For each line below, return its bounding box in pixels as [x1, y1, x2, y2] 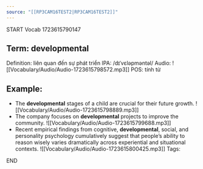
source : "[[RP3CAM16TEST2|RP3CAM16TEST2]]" [6, 9, 119, 15]
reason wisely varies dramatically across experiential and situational [15, 138, 186, 146]
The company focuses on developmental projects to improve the [15, 113, 179, 120]
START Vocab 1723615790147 [6, 26, 81, 33]
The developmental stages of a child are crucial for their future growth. [15, 100, 194, 107]
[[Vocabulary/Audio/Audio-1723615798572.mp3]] [6, 66, 129, 73]
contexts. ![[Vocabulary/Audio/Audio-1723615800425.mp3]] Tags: [15, 145, 181, 153]
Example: [6, 84, 43, 94]
